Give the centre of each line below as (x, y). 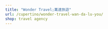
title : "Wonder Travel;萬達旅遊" (38, 10)
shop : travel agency (27, 19)
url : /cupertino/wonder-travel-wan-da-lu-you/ (54, 14)
